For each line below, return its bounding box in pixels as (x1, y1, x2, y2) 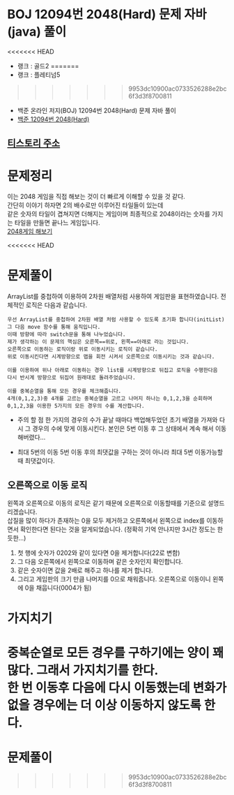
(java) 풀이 (7, 24, 67, 40)
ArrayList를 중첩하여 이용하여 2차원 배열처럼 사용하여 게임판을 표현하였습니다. (7, 292, 219, 301)
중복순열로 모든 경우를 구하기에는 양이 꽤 (7, 645, 224, 661)
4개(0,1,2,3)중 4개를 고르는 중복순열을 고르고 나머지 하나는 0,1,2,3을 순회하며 (7, 395, 212, 402)
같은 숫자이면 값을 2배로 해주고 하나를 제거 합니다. (17, 566, 153, 574)
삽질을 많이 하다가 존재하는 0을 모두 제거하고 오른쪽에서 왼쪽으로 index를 (7, 517, 205, 525)
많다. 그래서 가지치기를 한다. (7, 662, 159, 678)
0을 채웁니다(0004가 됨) (24, 584, 92, 592)
